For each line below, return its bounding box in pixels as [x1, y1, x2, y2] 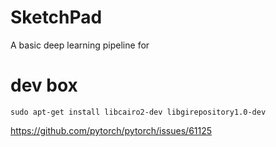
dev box [10, 74, 78, 97]
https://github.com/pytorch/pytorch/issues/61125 [10, 124, 213, 136]
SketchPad [10, 6, 103, 29]
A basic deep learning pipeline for [10, 39, 150, 51]
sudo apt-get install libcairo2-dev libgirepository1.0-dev [10, 107, 267, 117]
